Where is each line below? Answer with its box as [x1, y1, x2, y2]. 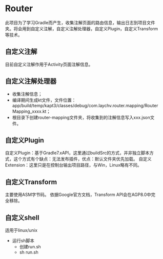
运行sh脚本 [12, 238, 35, 243]
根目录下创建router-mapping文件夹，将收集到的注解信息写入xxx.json [12, 114, 150, 120]
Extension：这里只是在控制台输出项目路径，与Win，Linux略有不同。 [5, 162, 142, 168]
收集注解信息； [12, 91, 42, 97]
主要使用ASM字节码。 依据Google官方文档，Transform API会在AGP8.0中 [5, 192, 151, 198]
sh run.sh [19, 249, 39, 255]
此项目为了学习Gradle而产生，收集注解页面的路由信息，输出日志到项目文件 [5, 20, 155, 25]
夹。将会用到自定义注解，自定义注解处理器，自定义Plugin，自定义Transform [5, 25, 158, 32]
